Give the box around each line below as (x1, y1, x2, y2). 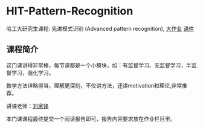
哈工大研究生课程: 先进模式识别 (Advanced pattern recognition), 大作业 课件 (6, 25, 195, 32)
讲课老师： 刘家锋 (6, 102, 49, 109)
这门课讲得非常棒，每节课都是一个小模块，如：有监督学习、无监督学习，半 (6, 62, 192, 69)
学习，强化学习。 (11, 69, 54, 76)
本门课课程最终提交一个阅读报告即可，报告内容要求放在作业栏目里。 (6, 115, 176, 122)
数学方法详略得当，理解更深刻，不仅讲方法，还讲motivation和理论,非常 (6, 82, 182, 89)
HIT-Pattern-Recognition (6, 4, 134, 18)
